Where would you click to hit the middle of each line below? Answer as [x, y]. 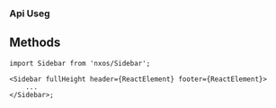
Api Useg [30, 13]
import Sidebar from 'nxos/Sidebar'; [80, 63]
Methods [35, 43]
